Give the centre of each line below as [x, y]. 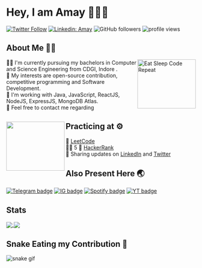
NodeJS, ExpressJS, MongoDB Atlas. [52, 101]
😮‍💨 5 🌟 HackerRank [90, 147]
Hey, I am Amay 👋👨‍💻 [57, 12]
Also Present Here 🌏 [106, 174]
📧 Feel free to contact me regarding [50, 107]
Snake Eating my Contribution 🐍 [67, 244]
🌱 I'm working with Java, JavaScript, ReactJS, [63, 94]
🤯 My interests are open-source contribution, [62, 75]
